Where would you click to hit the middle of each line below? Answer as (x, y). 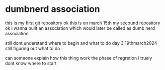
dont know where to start (31, 63)
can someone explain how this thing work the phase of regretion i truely (79, 58)
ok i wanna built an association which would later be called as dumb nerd (80, 28)
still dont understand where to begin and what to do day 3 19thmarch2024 (81, 43)
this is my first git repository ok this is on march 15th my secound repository (83, 23)
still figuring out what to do (33, 48)
